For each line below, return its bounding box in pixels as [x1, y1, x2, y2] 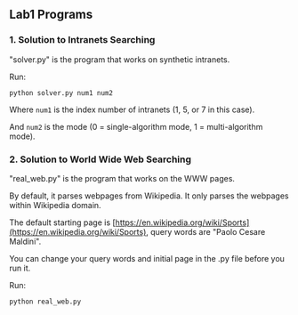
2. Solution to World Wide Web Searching [9, 153, 192, 166]
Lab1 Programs [9, 7, 93, 22]
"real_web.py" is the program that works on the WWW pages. [9, 173, 236, 183]
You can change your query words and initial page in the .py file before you [9, 253, 285, 263]
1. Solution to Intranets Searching [9, 34, 156, 46]
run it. [9, 262, 31, 273]
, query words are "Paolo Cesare [146, 226, 266, 237]
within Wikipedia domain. [9, 199, 101, 210]
